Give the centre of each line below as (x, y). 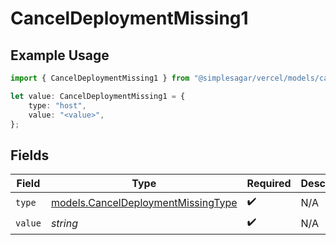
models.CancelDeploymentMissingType (144, 202)
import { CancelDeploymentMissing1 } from (100, 78)
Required (269, 184)
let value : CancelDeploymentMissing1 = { (98, 96)
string (64, 223)
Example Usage (60, 55)
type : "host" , (57, 105)
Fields (30, 155)
